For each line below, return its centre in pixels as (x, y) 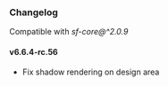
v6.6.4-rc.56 (34, 51)
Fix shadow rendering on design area (91, 72)
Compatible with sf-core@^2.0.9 (69, 32)
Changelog (34, 12)
